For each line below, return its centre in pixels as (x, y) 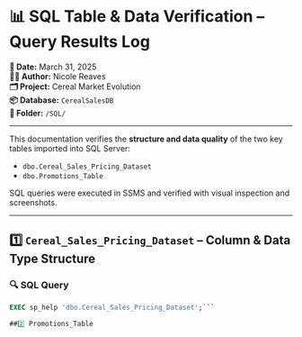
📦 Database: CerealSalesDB (62, 100)
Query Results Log (80, 42)
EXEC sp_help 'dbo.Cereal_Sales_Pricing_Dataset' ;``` (112, 307)
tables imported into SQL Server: (70, 148)
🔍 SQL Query (39, 286)
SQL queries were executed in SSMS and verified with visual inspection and (150, 193)
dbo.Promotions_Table (62, 176)
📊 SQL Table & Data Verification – (137, 17)
